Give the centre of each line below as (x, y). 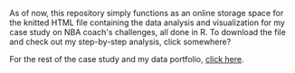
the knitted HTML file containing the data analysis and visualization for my (147, 23)
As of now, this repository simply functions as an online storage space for (147, 13)
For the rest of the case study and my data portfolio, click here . (127, 59)
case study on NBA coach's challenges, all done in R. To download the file (148, 32)
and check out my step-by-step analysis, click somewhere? (120, 41)
